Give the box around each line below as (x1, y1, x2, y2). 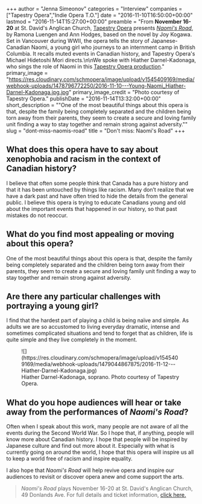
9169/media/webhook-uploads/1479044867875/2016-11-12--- (21, 361, 176, 368)
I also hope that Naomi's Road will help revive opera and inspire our (6, 467, 175, 474)
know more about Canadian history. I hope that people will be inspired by (6, 436, 188, 443)
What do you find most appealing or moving (6, 229, 174, 239)
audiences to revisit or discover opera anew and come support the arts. (6, 473, 184, 480)
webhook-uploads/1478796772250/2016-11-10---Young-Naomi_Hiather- (6, 82, 186, 89)
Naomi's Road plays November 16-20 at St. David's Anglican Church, (21, 485, 193, 492)
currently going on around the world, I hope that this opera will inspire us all (6, 448, 194, 456)
